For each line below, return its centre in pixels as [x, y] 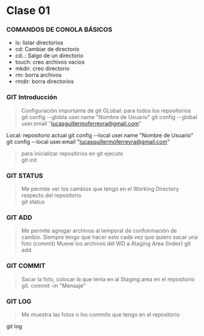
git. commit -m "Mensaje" [54, 286]
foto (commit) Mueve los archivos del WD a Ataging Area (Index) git [106, 244]
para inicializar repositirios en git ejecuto [72, 153]
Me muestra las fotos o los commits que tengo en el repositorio [100, 314]
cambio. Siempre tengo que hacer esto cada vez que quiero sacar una [109, 237]
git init [29, 160]
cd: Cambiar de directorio [47, 49]
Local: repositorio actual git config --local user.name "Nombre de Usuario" [100, 135]
